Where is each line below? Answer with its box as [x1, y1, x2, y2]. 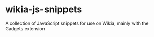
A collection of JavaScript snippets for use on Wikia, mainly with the [5, 20, 149, 26]
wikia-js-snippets [5, 4, 82, 15]
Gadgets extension [5, 25, 45, 31]
